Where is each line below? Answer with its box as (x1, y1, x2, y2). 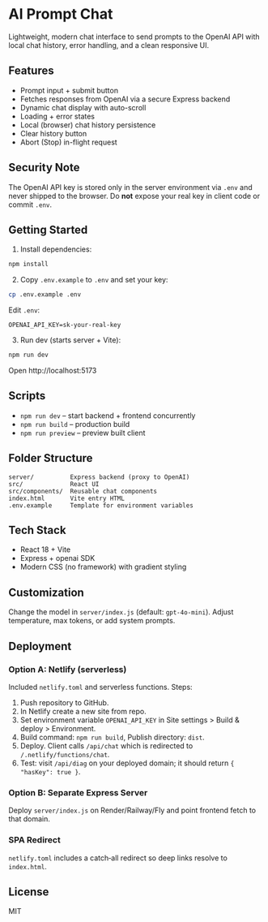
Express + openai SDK (19, 554, 96, 563)
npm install (8, 261, 49, 269)
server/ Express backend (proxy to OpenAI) (8, 472, 190, 481)
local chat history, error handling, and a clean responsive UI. (8, 40, 209, 50)
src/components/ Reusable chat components (8, 487, 158, 495)
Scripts (8, 389, 46, 403)
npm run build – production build (19, 419, 130, 429)
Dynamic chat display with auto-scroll (19, 102, 147, 112)
